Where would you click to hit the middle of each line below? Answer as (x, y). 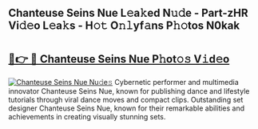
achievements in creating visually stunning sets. (87, 117)
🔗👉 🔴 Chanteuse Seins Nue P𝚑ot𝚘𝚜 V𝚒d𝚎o (119, 59)
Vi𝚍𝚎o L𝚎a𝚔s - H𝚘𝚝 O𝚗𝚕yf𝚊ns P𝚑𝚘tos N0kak (124, 26)
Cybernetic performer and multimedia (177, 82)
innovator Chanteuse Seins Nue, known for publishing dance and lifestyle (129, 91)
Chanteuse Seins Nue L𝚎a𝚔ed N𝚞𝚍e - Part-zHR (128, 13)
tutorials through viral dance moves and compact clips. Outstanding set (126, 100)
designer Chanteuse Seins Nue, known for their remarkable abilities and (127, 108)
